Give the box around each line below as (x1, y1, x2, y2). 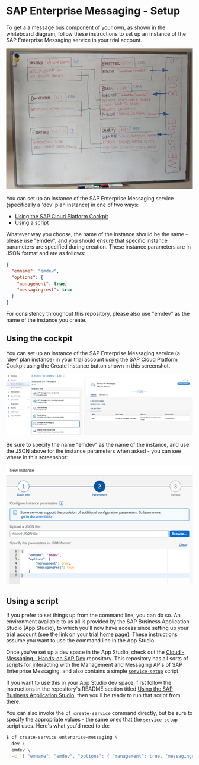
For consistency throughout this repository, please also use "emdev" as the (6, 311, 190, 318)
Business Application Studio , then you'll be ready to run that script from (6, 692, 181, 699)
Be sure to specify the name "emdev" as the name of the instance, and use (6, 441, 190, 449)
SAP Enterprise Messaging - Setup (6, 4, 181, 18)
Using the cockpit (6, 334, 73, 344)
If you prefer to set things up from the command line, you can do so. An (6, 612, 181, 619)
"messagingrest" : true (17, 287, 73, 293)
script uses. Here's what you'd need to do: (6, 722, 110, 729)
